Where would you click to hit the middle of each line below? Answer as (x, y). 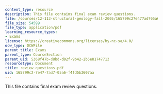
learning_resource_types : (31, 32)
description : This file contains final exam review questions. (70, 14)
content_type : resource (29, 9)
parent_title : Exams (26, 50)
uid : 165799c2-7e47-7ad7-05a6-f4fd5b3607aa (50, 73)
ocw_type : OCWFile (24, 46)
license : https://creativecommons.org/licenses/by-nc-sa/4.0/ (69, 41)
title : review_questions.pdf (34, 68)
